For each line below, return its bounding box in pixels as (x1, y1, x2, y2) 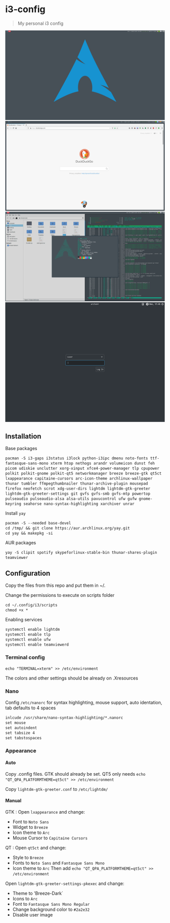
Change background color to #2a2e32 (12, 906, 90, 912)
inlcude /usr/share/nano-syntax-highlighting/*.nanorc (5, 715, 123, 720)
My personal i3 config (17, 20, 64, 26)
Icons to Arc (12, 895, 38, 902)
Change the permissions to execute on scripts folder (5, 592, 115, 598)
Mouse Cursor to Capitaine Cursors (12, 834, 88, 841)
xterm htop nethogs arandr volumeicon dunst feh (50, 461, 155, 466)
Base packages (5, 446, 37, 452)
